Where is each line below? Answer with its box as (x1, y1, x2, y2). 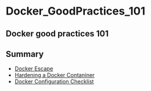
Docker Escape (14, 65, 53, 72)
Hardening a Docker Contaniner (14, 72, 95, 79)
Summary (6, 49, 44, 59)
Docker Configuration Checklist (14, 78, 94, 86)
